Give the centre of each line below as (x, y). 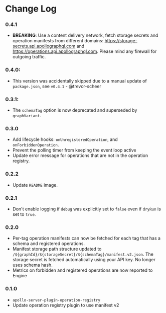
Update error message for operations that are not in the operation (80, 155)
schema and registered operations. (49, 244)
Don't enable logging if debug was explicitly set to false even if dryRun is (87, 209)
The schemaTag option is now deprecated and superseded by (75, 110)
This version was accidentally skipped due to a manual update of (79, 81)
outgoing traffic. (29, 57)
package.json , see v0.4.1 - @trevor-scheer (57, 86)
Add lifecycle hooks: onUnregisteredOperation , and (65, 139)
